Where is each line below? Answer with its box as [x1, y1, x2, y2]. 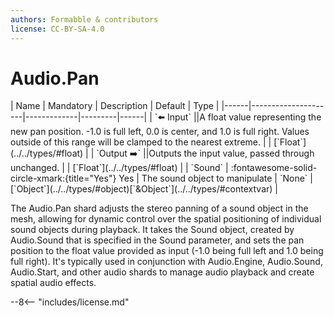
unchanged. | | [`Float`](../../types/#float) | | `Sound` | [10, 162, 229, 174]
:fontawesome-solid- [230, 162, 318, 174]
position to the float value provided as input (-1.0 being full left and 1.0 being [10, 245, 324, 257]
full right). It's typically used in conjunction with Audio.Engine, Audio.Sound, [10, 256, 323, 268]
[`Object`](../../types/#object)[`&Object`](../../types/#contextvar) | [10, 183, 278, 195]
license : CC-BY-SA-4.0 [10, 24, 105, 34]
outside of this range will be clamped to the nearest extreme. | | [10, 136, 272, 148]
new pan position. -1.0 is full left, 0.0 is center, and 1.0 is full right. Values [10, 126, 310, 138]
